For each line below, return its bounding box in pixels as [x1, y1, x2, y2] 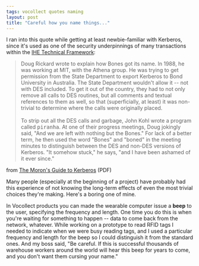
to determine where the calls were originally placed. [35, 105, 163, 112]
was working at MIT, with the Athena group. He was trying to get [20, 67, 179, 74]
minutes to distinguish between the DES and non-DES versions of [20, 142, 181, 149]
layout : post [6, 14, 39, 20]
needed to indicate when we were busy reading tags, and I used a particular [6, 227, 192, 235]
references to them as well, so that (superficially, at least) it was [20, 98, 177, 105]
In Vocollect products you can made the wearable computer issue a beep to [6, 202, 192, 209]
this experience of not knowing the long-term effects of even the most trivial [6, 184, 193, 192]
